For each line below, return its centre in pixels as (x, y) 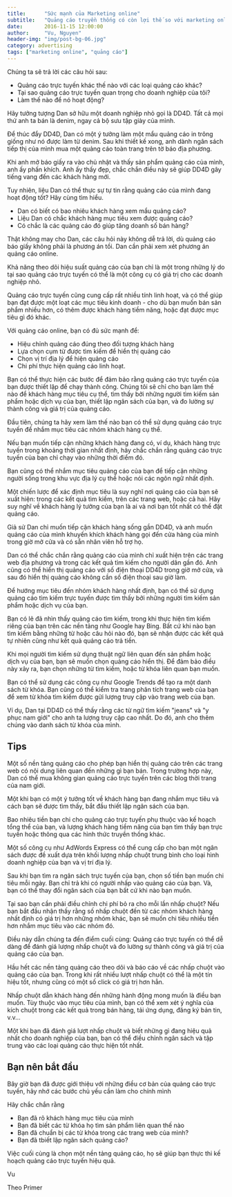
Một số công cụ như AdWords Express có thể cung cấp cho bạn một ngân (113, 847)
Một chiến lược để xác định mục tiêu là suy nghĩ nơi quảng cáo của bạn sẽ (113, 491)
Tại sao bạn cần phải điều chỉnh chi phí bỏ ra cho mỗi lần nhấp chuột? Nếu (113, 903)
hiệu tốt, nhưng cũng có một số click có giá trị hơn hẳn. (86, 981)
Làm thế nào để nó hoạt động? (61, 100)
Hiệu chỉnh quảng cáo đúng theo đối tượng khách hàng (96, 343)
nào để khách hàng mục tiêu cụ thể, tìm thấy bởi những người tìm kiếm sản (113, 394)
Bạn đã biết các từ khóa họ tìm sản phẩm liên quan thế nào (101, 1125)
